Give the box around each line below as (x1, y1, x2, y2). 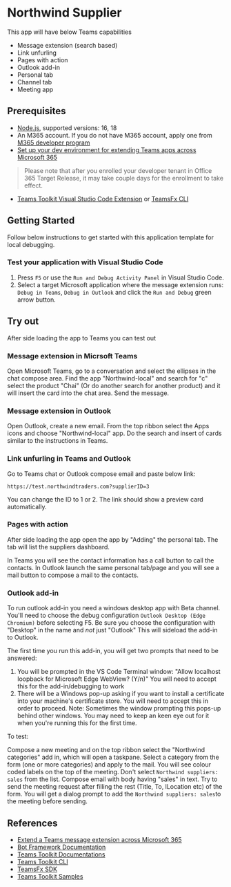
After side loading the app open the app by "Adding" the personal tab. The (7, 535, 219, 544)
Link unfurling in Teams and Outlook (7, 454, 131, 464)
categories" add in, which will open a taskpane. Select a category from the (7, 753, 219, 762)
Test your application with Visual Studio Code (7, 257, 163, 267)
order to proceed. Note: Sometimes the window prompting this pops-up (17, 704, 221, 713)
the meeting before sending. (7, 797, 88, 805)
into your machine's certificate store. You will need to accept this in (17, 697, 209, 705)
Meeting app (17, 85, 54, 93)
